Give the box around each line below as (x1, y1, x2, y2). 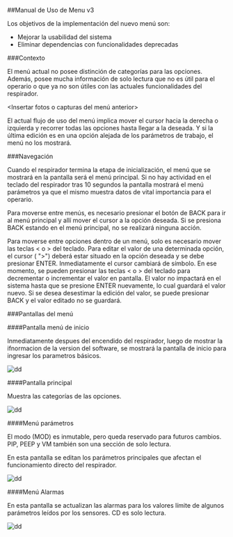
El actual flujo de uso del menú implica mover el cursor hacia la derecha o (7, 116, 219, 125)
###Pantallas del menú (7, 310, 74, 318)
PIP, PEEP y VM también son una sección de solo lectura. (7, 440, 172, 448)
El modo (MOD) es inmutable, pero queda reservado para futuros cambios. (7, 433, 222, 441)
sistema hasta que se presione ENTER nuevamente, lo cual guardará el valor (7, 281, 226, 290)
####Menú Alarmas (7, 488, 65, 496)
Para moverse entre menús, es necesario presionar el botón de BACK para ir (7, 209, 226, 217)
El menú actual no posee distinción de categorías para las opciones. (7, 68, 203, 75)
